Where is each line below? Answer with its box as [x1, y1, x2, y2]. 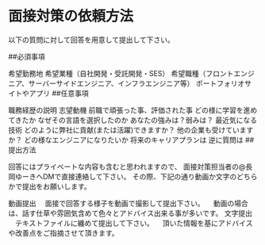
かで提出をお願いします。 [8, 182, 91, 191]
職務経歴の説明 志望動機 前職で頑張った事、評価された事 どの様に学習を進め [8, 105, 258, 115]
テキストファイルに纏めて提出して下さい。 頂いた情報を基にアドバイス [14, 218, 253, 228]
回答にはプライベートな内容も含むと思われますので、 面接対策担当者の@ [8, 162, 246, 171]
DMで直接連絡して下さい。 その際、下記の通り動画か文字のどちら [42, 171, 258, 181]
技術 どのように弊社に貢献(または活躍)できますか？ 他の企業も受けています [8, 124, 254, 135]
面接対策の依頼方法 [8, 7, 134, 25]
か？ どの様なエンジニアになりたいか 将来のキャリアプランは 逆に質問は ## [8, 135, 255, 144]
